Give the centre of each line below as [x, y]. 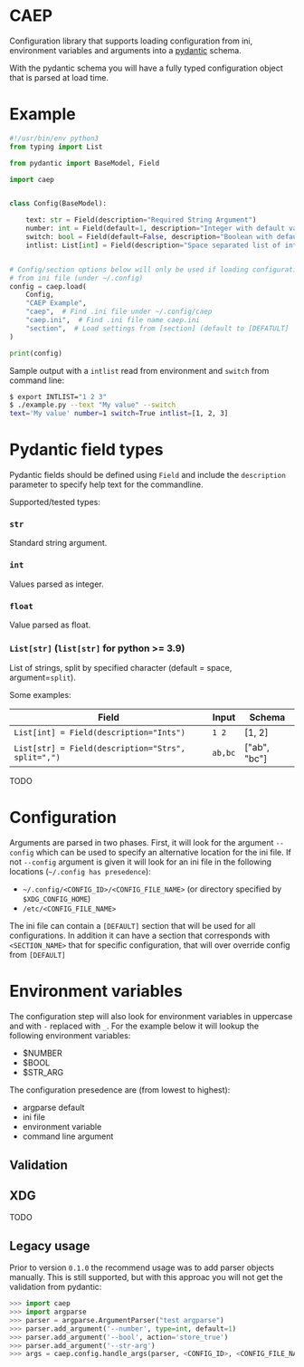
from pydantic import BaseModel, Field [85, 163]
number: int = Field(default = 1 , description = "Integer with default [155, 229]
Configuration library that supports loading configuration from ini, [131, 41]
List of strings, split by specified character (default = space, [121, 668]
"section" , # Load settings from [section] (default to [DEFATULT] [157, 328]
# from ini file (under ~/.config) [76, 278]
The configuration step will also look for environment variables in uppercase [151, 1017]
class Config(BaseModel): [58, 204]
